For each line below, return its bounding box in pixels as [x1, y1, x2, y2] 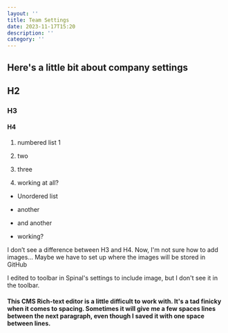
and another [17, 219, 53, 227]
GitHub [7, 260, 28, 269]
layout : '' [7, 10, 39, 17]
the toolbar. [7, 281, 40, 289]
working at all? [17, 179, 59, 187]
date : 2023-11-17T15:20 [7, 23, 76, 30]
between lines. [7, 319, 51, 327]
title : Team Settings [7, 17, 70, 24]
